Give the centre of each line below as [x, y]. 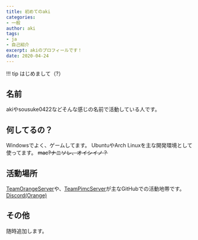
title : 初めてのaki [28, 12]
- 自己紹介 [18, 45]
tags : [13, 34]
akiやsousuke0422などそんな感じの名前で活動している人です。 [83, 109]
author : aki [21, 28]
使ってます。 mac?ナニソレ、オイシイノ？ [57, 153]
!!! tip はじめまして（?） [35, 73]
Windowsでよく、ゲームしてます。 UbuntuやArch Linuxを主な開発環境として [99, 146]
